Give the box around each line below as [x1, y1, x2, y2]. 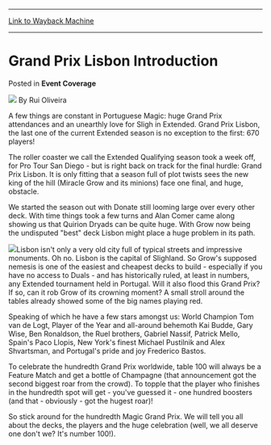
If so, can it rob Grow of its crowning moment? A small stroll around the [8, 288, 244, 297]
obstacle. [8, 187, 40, 196]
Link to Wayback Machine [8, 16, 94, 25]
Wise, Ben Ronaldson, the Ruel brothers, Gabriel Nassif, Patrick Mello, [8, 329, 240, 338]
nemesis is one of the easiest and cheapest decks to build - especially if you [8, 262, 263, 271]
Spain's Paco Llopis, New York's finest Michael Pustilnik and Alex [8, 337, 226, 347]
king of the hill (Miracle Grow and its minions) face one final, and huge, [8, 178, 244, 187]
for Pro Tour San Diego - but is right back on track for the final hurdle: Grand [8, 161, 262, 170]
